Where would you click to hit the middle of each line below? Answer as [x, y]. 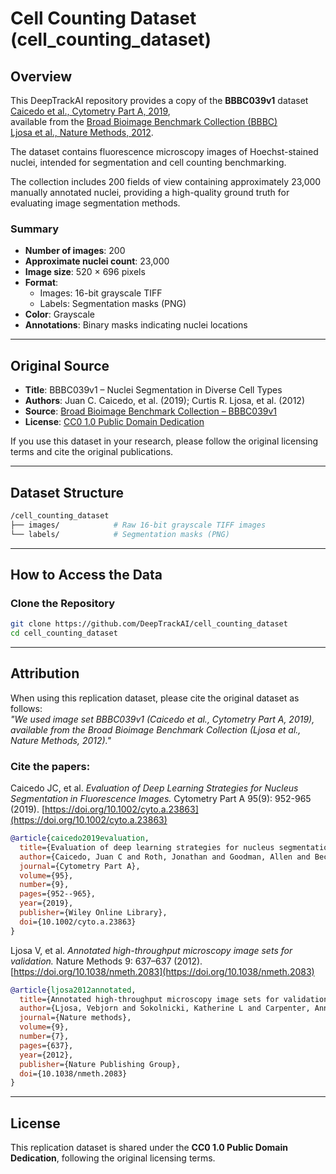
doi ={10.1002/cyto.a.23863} [78, 922]
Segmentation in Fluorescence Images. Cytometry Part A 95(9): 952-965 [161, 799]
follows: [26, 708]
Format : [41, 283]
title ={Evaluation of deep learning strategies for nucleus [147, 847]
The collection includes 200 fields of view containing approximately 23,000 [166, 181]
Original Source [60, 365]
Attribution [45, 673]
